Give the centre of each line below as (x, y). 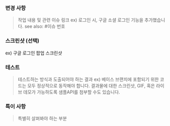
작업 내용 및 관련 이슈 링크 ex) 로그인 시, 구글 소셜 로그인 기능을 (80, 20)
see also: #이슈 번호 (45, 26)
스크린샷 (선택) (22, 41)
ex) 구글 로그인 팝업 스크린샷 (34, 53)
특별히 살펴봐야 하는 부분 (42, 118)
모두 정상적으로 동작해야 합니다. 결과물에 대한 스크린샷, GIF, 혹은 (91, 85)
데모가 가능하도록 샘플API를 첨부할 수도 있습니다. (72, 92)
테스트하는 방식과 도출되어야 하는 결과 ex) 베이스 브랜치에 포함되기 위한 (88, 79)
